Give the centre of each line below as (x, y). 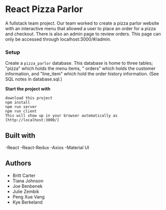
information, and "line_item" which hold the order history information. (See (82, 74)
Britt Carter (24, 175)
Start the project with (28, 89)
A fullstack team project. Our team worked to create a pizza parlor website (82, 23)
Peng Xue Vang (29, 196)
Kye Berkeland (27, 202)
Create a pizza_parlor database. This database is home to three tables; (79, 63)
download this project (29, 98)
